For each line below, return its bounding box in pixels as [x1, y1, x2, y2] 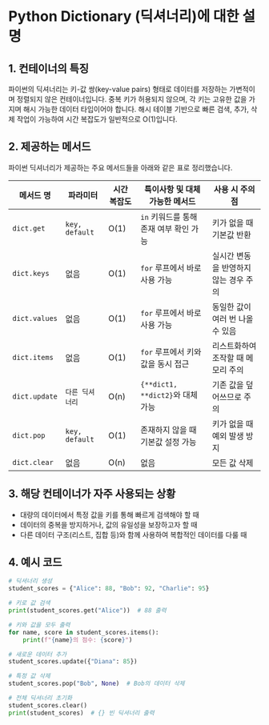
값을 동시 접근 [140, 358, 190, 369]
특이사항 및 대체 [143, 183, 201, 194]
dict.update [12, 391, 58, 401]
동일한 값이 [211, 301, 252, 312]
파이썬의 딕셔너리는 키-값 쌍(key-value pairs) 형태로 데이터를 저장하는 [8, 85, 228, 94]
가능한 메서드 [149, 195, 196, 206]
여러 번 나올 [211, 313, 254, 324]
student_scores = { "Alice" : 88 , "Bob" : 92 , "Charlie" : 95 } [8, 585, 210, 593]
